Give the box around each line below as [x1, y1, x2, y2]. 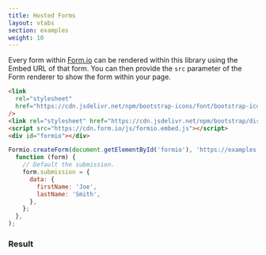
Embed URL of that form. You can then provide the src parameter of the [8, 64, 242, 74]
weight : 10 [8, 33, 44, 42]
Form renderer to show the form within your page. [8, 72, 172, 82]
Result [8, 238, 34, 249]
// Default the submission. [22, 161, 115, 169]
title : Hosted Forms [8, 11, 77, 20]
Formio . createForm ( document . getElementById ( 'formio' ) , [8, 146, 193, 154]
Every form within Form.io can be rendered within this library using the [8, 55, 238, 65]
